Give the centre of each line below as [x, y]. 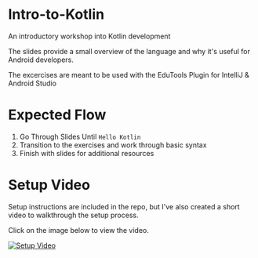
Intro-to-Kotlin [56, 15]
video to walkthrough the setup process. [73, 215]
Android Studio [33, 83]
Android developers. [41, 60]
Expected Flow [57, 115]
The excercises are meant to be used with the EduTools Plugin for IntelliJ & [129, 74]
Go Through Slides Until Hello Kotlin [80, 136]
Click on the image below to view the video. [78, 230]
